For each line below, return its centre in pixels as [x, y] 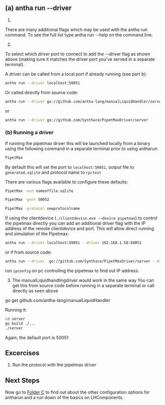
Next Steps [22, 380]
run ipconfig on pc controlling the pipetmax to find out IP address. [72, 270]
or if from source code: [28, 252]
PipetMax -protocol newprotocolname [42, 209]
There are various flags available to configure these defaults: [67, 182]
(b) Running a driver [29, 133]
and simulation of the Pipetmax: [37, 234]
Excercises [22, 353]
